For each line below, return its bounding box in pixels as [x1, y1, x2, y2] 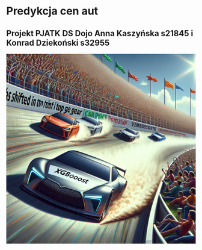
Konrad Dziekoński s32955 [6, 37, 110, 48]
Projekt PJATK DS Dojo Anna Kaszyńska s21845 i [6, 28, 194, 39]
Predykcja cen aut [6, 4, 99, 18]
